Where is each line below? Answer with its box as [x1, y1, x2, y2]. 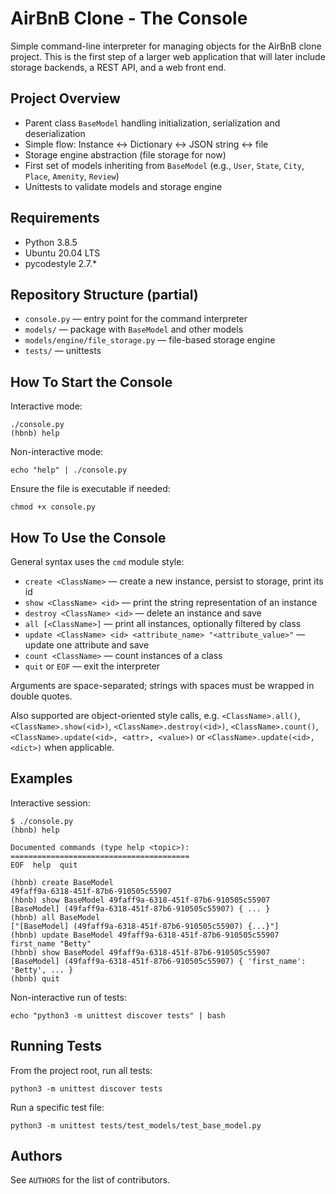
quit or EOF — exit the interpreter [24, 660, 161, 672]
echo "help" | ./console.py [10, 465, 128, 476]
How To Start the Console [10, 373, 173, 391]
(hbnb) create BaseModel [10, 877, 114, 887]
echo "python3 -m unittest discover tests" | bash [10, 1010, 226, 1021]
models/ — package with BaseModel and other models [24, 323, 244, 336]
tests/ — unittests [24, 345, 102, 357]
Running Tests [10, 1038, 102, 1055]
